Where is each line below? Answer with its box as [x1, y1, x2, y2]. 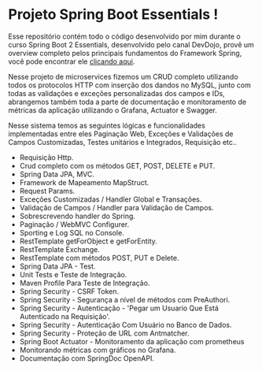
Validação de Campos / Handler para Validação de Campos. [19, 202, 214, 212]
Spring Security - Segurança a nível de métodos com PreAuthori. [19, 295, 231, 304]
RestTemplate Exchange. [19, 244, 100, 254]
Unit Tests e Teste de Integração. [19, 269, 127, 279]
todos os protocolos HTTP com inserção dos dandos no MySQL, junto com [8, 80, 252, 90]
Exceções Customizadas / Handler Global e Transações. [19, 195, 202, 204]
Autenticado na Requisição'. [19, 311, 110, 321]
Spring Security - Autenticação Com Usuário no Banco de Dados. [19, 320, 232, 329]
